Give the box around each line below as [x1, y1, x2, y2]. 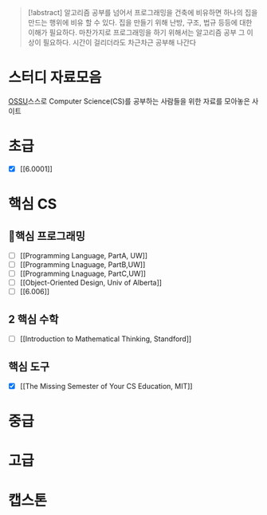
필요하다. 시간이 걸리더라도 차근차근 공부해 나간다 [42, 37, 197, 47]
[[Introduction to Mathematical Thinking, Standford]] [19, 334, 192, 344]
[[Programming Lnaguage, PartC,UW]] [19, 269, 146, 278]
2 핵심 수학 [8, 313, 59, 326]
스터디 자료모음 [8, 69, 102, 87]
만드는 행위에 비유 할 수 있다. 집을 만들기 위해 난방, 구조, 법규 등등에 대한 [27, 18, 253, 27]
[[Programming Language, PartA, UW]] [19, 250, 148, 260]
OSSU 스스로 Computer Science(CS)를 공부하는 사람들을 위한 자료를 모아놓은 [8, 96, 251, 106]
